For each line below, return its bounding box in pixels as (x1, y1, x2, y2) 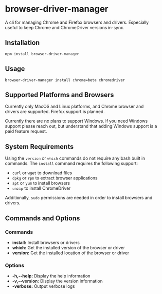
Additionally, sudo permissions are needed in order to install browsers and (5, 195, 153, 201)
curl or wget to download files (12, 170, 72, 176)
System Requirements (5, 142, 74, 151)
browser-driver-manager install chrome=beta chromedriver (5, 78, 125, 82)
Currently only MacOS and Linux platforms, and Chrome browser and (5, 103, 144, 110)
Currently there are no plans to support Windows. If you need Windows (5, 118, 148, 124)
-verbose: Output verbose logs (12, 283, 75, 289)
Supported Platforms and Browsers (5, 91, 114, 99)
